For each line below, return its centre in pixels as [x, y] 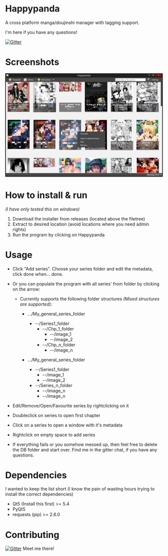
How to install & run [46, 195]
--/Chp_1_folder [58, 328]
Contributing [32, 535]
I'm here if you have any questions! [41, 32]
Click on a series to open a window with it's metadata [67, 425]
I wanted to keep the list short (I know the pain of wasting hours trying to [80, 489]
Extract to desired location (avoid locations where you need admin [80, 224]
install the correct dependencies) [39, 494]
